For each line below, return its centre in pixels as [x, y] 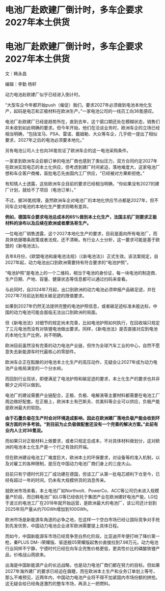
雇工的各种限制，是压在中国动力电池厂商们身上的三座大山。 [74, 464]
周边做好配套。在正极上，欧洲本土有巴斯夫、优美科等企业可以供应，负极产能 [82, 402]
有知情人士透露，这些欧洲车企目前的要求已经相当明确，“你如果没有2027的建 [82, 184]
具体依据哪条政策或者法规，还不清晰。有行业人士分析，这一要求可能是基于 [80, 240]
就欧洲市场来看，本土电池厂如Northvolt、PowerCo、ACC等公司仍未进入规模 [82, 491]
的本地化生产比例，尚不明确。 [35, 335]
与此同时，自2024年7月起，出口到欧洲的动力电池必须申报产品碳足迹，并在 [81, 290]
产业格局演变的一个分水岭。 [37, 368]
